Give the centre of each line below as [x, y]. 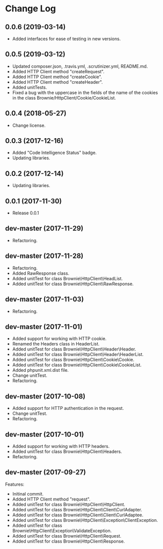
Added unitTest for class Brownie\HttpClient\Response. [69, 541]
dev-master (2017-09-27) [46, 473]
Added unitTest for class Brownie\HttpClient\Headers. [67, 451]
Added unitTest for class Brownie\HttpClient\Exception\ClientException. [85, 520]
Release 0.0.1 [26, 213]
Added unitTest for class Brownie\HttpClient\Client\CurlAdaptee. [78, 515]
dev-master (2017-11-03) [45, 299]
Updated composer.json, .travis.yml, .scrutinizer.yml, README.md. [80, 66]
